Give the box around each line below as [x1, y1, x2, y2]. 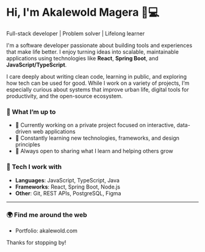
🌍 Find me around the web [6, 211, 87, 219]
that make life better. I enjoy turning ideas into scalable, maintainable [6, 48, 179, 56]
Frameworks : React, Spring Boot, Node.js [15, 183, 121, 190]
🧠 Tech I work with [6, 163, 62, 171]
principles [15, 141, 41, 148]
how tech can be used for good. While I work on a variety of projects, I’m [6, 79, 190, 87]
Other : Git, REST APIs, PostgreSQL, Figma [15, 189, 121, 196]
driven [15, 128, 32, 135]
